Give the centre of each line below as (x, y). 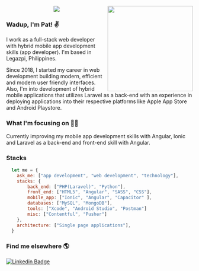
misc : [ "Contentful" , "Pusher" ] (68, 214)
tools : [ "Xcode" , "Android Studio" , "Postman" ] (87, 209)
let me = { (25, 170)
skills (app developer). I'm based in (49, 52)
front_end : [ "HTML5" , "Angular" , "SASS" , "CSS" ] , (90, 192)
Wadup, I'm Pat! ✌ (33, 24)
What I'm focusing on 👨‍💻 (42, 123)
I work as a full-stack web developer (51, 40)
